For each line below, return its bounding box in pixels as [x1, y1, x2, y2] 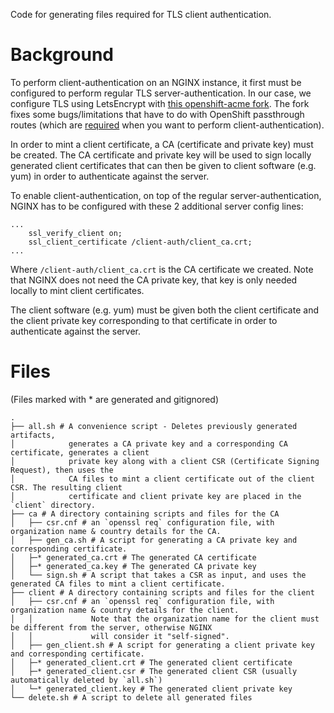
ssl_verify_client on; [28, 228, 123, 238]
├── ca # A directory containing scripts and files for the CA [10, 509, 280, 519]
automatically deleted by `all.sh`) [10, 675, 163, 685]
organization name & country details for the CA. [10, 526, 222, 536]
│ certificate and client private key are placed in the [10, 491, 302, 501]
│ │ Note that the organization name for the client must [10, 614, 320, 624]
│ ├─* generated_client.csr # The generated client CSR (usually [10, 666, 298, 676]
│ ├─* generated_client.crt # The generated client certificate [10, 657, 293, 668]
